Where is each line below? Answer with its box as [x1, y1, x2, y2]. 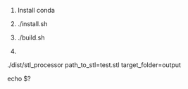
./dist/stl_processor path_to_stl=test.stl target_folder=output [7, 61, 182, 69]
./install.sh [17, 20, 48, 28]
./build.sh [17, 33, 45, 42]
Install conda [17, 6, 55, 14]
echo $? [7, 74, 31, 83]
